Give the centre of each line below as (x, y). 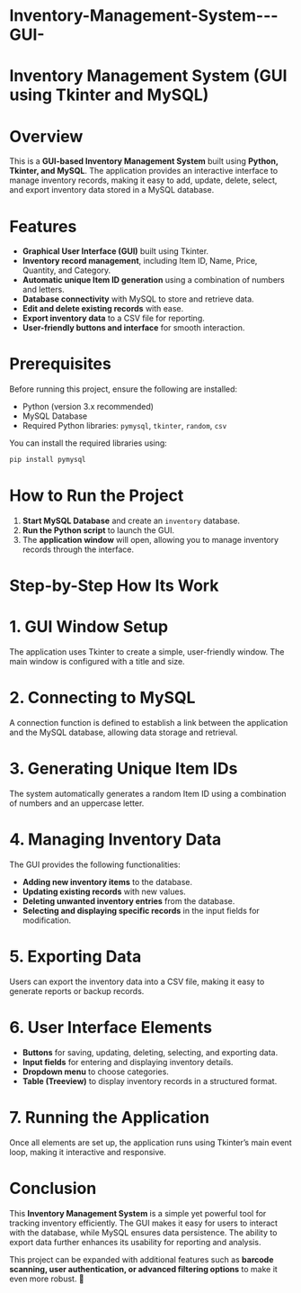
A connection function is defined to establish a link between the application (149, 723)
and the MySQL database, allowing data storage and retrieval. (124, 732)
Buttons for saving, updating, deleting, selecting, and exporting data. (150, 1052)
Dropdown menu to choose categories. (95, 1071)
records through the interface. (78, 549)
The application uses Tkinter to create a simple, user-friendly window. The (147, 652)
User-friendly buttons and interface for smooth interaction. (133, 328)
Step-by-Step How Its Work (114, 586)
